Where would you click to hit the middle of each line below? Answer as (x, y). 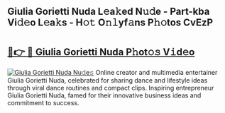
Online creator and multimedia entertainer (157, 72)
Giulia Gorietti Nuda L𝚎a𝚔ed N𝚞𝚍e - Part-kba (109, 12)
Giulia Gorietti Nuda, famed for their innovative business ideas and (104, 95)
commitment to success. (43, 103)
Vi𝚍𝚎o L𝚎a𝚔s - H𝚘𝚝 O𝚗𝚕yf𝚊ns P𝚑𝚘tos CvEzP (110, 23)
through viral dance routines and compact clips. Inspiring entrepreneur (111, 88)
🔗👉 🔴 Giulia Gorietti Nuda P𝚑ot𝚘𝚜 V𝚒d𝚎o (101, 52)
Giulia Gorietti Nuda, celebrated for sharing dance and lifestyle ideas (108, 80)
